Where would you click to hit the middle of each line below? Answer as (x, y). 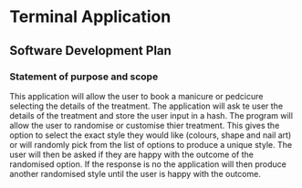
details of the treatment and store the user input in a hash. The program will (151, 115)
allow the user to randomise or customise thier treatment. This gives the (145, 125)
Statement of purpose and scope (84, 77)
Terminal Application (90, 17)
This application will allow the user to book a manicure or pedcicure (136, 96)
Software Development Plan (90, 51)
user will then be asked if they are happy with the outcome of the (131, 154)
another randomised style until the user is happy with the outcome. (135, 173)
